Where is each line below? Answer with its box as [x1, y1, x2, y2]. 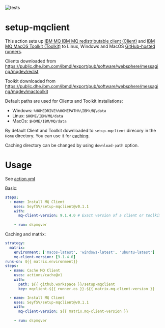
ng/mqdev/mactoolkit [5, 89, 48, 94]
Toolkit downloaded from [5, 78, 56, 84]
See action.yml [5, 176, 35, 181]
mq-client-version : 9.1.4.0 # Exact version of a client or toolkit [18, 213, 162, 218]
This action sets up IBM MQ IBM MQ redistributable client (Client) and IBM [5, 38, 155, 44]
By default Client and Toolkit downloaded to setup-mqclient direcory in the [5, 127, 156, 133]
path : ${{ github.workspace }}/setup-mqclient [18, 282, 115, 287]
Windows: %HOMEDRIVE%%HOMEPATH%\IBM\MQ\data [12, 107, 107, 113]
